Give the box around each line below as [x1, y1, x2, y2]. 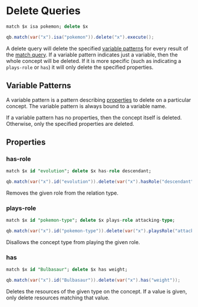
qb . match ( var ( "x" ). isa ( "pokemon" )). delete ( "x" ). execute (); [6, 34, 154, 40]
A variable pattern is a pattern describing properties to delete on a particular [6, 96, 192, 104]
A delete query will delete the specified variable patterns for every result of [6, 45, 189, 52]
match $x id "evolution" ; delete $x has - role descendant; [6, 168, 151, 174]
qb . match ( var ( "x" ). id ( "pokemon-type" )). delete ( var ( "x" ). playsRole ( [6, 228, 176, 234]
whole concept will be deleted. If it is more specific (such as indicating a [6, 57, 181, 64]
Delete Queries [6, 4, 81, 18]
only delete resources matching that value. [6, 294, 110, 301]
